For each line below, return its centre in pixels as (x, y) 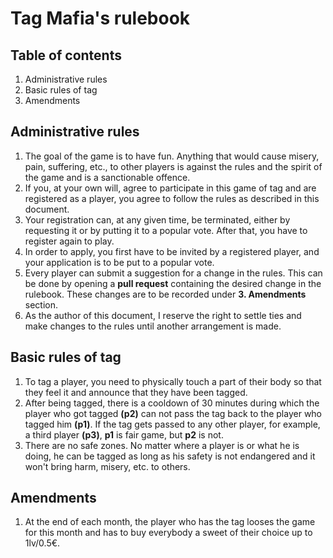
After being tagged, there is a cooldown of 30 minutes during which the (172, 403)
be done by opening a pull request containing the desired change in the (173, 283)
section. (41, 304)
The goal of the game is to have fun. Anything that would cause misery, (172, 156)
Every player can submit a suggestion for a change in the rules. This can (173, 273)
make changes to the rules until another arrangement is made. (153, 326)
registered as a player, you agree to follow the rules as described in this (172, 198)
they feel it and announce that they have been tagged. (136, 392)
